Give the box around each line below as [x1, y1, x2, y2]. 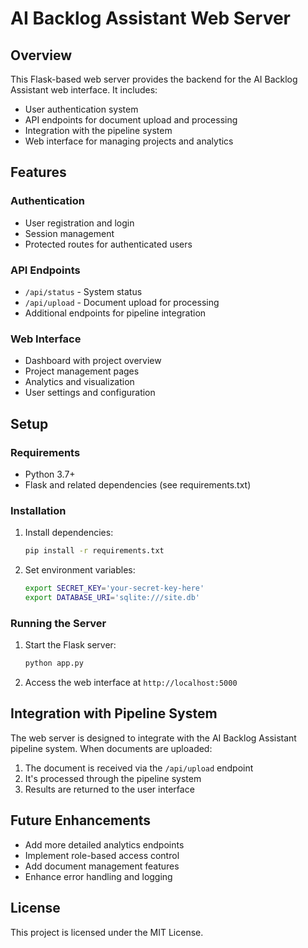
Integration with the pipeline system [24, 125, 173, 136]
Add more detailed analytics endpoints [24, 838, 185, 851]
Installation [10, 503, 67, 517]
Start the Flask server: [24, 639, 117, 651]
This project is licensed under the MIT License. [10, 926, 204, 938]
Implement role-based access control [24, 849, 180, 861]
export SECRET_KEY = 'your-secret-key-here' [24, 583, 205, 594]
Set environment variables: [24, 564, 136, 576]
